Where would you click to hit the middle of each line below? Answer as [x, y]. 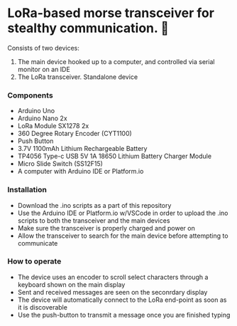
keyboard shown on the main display [71, 284]
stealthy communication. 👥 [88, 28]
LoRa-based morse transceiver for [111, 13]
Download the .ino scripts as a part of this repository [94, 205]
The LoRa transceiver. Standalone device [78, 77]
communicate [38, 243]
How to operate [34, 261]
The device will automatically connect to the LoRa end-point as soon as [122, 300]
